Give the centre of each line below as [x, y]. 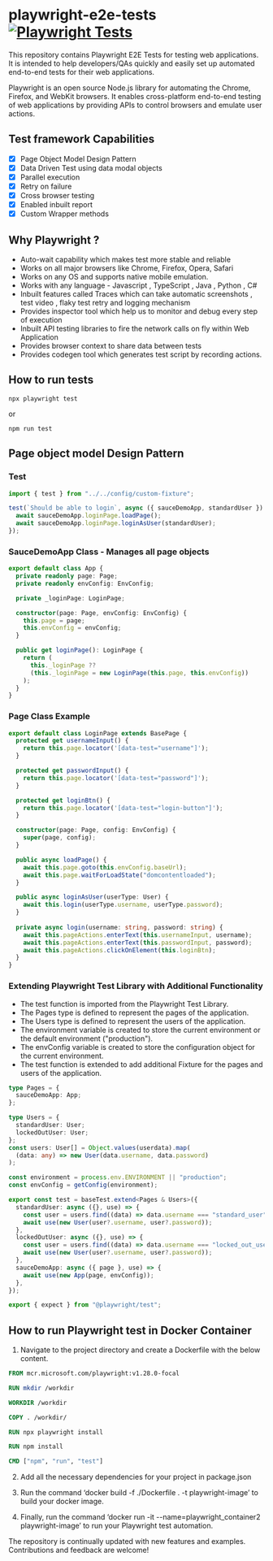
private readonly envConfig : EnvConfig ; [85, 583]
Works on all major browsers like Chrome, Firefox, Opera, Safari [127, 268]
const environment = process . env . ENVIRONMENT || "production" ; [118, 1177]
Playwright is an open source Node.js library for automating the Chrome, [130, 88]
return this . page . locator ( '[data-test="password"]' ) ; [116, 778]
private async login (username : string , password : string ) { [119, 927]
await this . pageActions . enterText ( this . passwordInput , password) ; [138, 943]
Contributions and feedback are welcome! [79, 1550]
